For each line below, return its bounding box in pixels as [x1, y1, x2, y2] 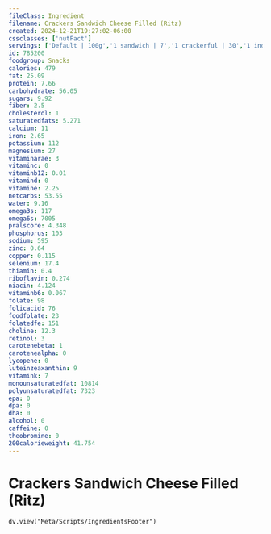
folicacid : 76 [8, 304, 56, 312]
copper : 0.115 [8, 252, 56, 260]
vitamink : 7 [8, 372, 48, 380]
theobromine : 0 [8, 432, 60, 440]
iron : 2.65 [8, 131, 45, 140]
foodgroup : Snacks [8, 57, 70, 65]
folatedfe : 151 [8, 319, 60, 327]
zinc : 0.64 [8, 244, 45, 252]
